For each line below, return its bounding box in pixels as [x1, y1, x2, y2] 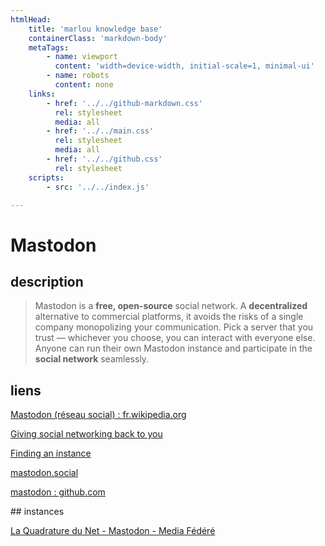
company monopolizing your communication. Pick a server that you [34, 321, 314, 333]
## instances [10, 506, 65, 518]
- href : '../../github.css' [46, 154, 163, 164]
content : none [54, 80, 114, 90]
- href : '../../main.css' [46, 126, 155, 136]
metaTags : [28, 42, 70, 53]
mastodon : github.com [10, 486, 106, 498]
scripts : [28, 172, 65, 183]
